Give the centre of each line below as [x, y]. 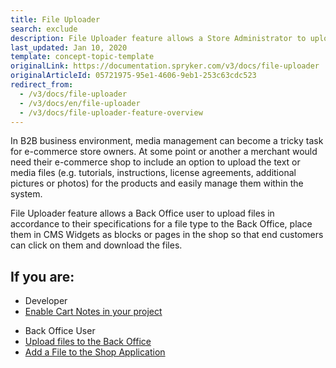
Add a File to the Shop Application [95, 352]
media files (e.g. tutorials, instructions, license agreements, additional [153, 173]
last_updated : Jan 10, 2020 [69, 47]
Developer [46, 301]
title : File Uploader [55, 19]
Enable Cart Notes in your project [93, 312]
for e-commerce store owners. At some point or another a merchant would [164, 152]
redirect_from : [42, 85]
